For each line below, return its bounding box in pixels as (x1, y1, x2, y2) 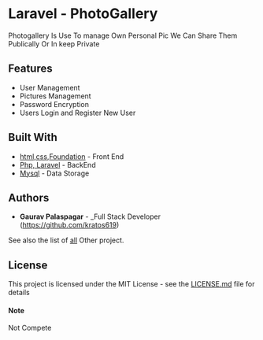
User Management (19, 83, 80, 92)
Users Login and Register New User (19, 108, 136, 117)
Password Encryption (19, 99, 89, 109)
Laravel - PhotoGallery (8, 5, 158, 23)
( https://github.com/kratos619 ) (19, 220, 120, 230)
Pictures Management (19, 91, 92, 101)
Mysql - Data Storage (19, 168, 90, 178)
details (8, 288, 30, 297)
